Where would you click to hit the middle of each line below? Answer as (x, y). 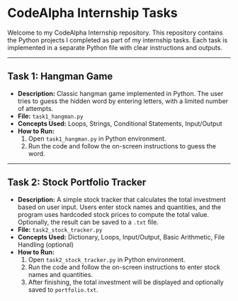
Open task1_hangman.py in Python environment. (97, 138)
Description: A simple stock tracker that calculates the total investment (121, 199)
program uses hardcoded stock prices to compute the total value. (113, 214)
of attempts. (35, 108)
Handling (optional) (46, 244)
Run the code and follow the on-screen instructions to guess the (122, 146)
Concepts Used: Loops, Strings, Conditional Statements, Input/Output (120, 123)
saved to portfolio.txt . (63, 289)
